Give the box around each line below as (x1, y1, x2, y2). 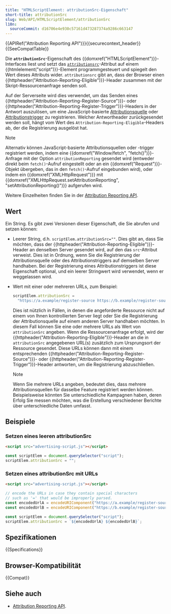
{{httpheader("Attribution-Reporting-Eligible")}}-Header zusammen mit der (5, 77, 162, 83)
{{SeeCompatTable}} (5, 46, 49, 52)
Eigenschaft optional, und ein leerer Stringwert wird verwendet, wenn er (12, 268, 164, 274)
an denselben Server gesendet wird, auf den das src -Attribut (30, 246, 158, 252)
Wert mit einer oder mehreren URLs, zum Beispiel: (12, 283, 118, 289)
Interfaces (5, 61, 27, 67)
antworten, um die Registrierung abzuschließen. (54, 361, 155, 367)
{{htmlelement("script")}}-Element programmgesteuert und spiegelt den (5, 67, 157, 73)
